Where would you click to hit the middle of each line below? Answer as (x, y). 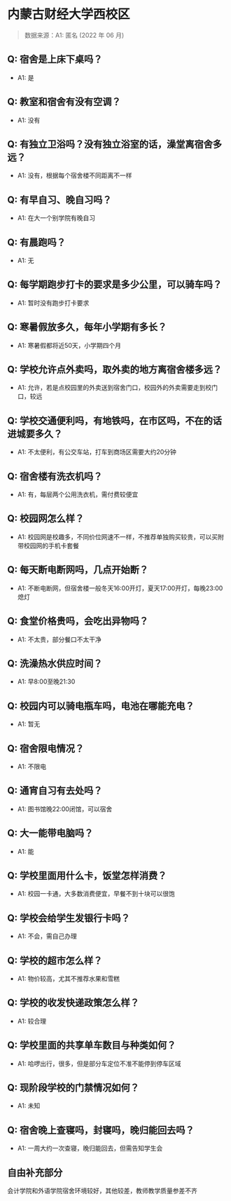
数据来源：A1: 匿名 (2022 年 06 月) (74, 35)
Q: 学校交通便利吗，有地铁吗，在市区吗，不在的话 (115, 420)
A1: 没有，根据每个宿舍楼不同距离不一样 (75, 175)
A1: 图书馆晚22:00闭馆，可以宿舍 (65, 809)
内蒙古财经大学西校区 (69, 14)
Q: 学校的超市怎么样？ (55, 960)
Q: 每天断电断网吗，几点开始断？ (78, 570)
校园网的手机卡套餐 (51, 545)
